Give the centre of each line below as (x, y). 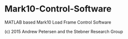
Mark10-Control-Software (58, 9)
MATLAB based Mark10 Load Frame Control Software (58, 22)
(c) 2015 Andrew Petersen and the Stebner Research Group (64, 31)
